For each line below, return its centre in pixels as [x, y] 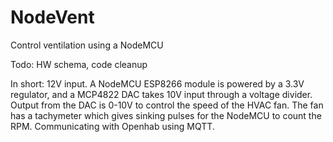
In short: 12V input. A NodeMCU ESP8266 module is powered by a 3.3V [157, 83]
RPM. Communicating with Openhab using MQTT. [112, 126]
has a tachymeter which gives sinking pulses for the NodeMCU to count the [166, 115]
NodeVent [52, 17]
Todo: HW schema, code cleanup [79, 64]
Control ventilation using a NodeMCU [87, 45]
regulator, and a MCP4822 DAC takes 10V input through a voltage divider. [161, 94]
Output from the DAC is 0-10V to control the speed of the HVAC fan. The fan [167, 105]
